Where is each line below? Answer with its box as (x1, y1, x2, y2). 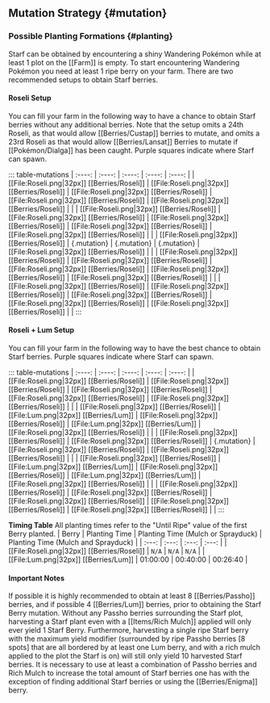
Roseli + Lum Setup (8, 325, 75, 335)
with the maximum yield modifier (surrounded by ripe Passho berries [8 (8, 634, 246, 644)
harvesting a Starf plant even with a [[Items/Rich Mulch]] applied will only (8, 617, 252, 626)
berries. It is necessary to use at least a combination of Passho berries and (8, 659, 257, 669)
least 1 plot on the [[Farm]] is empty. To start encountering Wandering (8, 57, 240, 67)
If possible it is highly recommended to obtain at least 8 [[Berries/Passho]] (8, 591, 255, 600)
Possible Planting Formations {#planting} (8, 31, 173, 42)
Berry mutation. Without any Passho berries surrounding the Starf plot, (8, 609, 243, 618)
